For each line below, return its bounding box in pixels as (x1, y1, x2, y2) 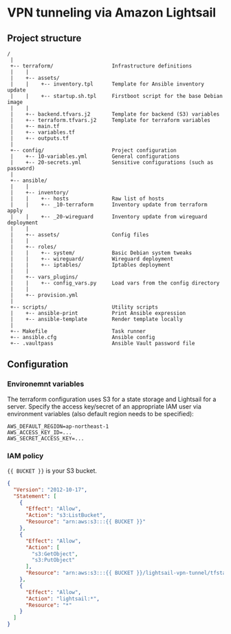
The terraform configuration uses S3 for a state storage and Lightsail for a (7, 395, 217, 403)
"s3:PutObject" (32, 557, 76, 564)
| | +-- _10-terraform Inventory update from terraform (10, 201, 208, 208)
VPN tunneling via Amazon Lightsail (7, 5, 217, 21)
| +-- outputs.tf (10, 135, 69, 142)
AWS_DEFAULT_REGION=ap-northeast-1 (7, 422, 109, 430)
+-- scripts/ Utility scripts (10, 304, 158, 311)
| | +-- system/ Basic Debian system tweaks (10, 249, 192, 256)
